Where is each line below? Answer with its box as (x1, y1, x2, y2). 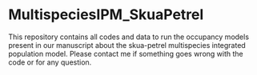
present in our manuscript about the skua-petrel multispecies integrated (8, 40, 246, 49)
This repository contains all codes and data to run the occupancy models (8, 32, 250, 41)
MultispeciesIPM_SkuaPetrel (8, 6, 204, 24)
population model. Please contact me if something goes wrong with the (8, 49, 244, 58)
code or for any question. (8, 57, 92, 67)
